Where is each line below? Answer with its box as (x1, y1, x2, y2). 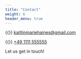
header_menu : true (5, 16, 43, 21)
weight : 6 (5, 12, 26, 17)
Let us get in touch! (5, 48, 44, 54)
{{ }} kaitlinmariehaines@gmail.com (5, 30, 76, 36)
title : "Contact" (5, 7, 41, 12)
